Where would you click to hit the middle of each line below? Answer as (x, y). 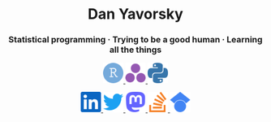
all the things (135, 50)
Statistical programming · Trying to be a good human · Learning (135, 40)
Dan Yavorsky (135, 14)
